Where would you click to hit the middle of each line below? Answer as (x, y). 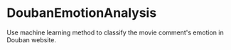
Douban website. (31, 39)
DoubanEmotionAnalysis (82, 13)
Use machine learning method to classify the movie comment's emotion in (116, 32)
